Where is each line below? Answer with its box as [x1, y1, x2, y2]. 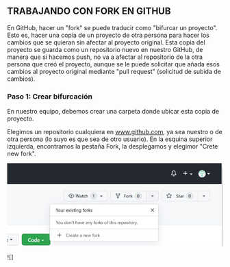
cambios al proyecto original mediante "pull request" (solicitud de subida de [7, 67, 221, 75]
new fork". [7, 150, 36, 158]
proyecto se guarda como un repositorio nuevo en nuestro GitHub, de [7, 45, 203, 53]
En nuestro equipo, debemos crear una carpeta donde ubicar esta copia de [7, 107, 220, 116]
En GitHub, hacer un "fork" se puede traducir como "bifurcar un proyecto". [7, 23, 218, 31]
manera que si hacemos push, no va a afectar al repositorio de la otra [7, 53, 203, 61]
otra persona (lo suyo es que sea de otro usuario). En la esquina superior [7, 135, 213, 143]
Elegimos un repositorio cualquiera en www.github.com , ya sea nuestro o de [7, 128, 222, 136]
